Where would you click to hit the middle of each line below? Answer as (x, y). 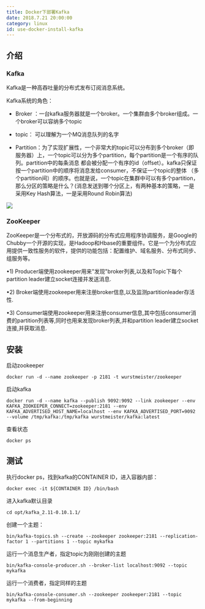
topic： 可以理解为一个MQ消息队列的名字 (67, 134)
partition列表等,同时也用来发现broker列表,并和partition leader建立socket (108, 320)
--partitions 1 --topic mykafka (72, 541)
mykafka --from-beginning (39, 600)
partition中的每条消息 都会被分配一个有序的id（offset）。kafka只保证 (111, 163)
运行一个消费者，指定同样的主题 (47, 583)
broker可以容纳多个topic (51, 121)
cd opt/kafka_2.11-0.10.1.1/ (43, 512)
